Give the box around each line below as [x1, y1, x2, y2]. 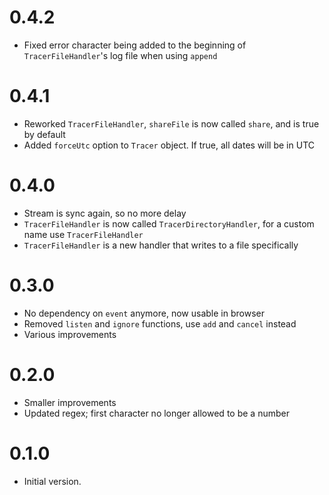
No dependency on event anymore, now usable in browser [23, 307, 265, 319]
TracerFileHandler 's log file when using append [23, 49, 218, 61]
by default [23, 128, 66, 140]
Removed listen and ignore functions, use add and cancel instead [23, 317, 297, 330]
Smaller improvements [23, 396, 117, 408]
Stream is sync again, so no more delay [23, 207, 187, 219]
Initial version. [23, 475, 82, 487]
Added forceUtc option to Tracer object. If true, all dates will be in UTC [23, 139, 315, 151]
